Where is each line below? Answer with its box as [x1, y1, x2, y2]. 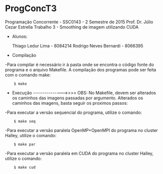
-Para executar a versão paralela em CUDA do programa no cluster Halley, [5, 150, 154, 156]
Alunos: [12, 33, 28, 39]
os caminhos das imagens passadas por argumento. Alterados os [12, 95, 143, 101]
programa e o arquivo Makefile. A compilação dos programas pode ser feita [5, 66, 156, 73]
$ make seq [14, 119, 36, 124]
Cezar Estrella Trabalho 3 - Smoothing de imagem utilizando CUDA [5, 24, 139, 30]
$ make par [14, 142, 36, 147]
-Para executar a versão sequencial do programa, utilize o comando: [5, 110, 142, 115]
